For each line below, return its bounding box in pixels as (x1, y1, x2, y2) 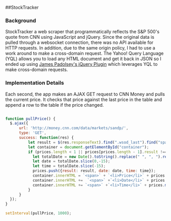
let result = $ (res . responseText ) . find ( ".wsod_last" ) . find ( (27, 140, 158, 145)
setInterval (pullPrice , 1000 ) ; (5, 211, 72, 216)
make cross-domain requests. (5, 66, 68, 73)
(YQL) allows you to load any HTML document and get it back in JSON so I (5, 56, 162, 62)
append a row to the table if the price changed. (5, 102, 104, 108)
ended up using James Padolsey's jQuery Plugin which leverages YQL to (5, 61, 158, 67)
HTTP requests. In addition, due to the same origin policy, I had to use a (5, 45, 155, 51)
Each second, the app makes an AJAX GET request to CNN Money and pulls (5, 91, 165, 97)
